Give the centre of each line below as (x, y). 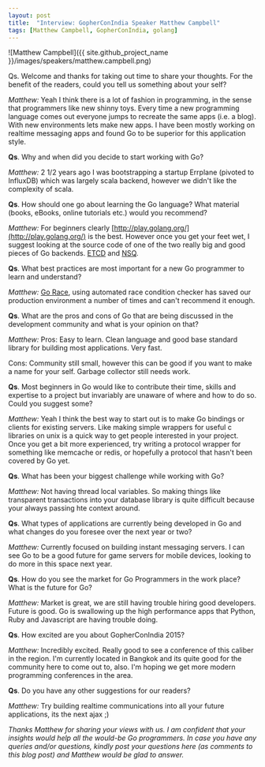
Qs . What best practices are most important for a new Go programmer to (126, 268)
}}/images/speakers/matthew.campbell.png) (80, 61)
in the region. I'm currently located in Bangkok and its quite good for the (125, 659)
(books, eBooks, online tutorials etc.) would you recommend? (108, 213)
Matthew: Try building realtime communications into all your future (116, 706)
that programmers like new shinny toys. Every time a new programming (124, 108)
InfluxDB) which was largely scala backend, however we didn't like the (123, 181)
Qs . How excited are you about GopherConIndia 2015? (97, 635)
